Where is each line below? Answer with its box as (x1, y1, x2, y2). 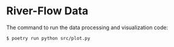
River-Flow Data (6, 4, 89, 18)
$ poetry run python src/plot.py (6, 35, 91, 41)
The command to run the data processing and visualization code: (6, 24, 169, 31)
